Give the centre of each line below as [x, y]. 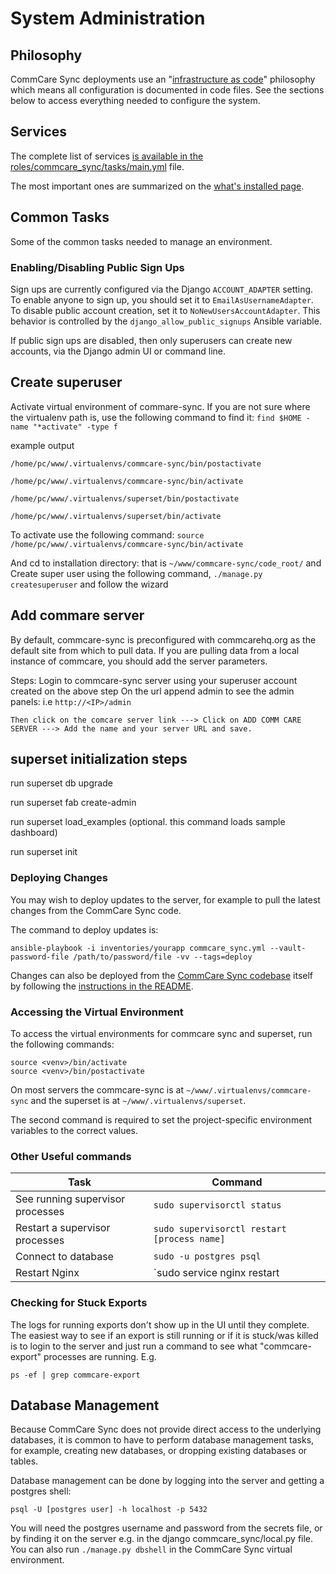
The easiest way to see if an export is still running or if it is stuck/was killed [164, 1335]
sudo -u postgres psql [207, 1256]
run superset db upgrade [61, 783]
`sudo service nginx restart [216, 1273]
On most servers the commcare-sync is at [97, 1089]
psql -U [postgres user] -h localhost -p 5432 [109, 1510]
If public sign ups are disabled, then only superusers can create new [151, 340]
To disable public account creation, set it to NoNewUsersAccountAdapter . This [165, 310]
